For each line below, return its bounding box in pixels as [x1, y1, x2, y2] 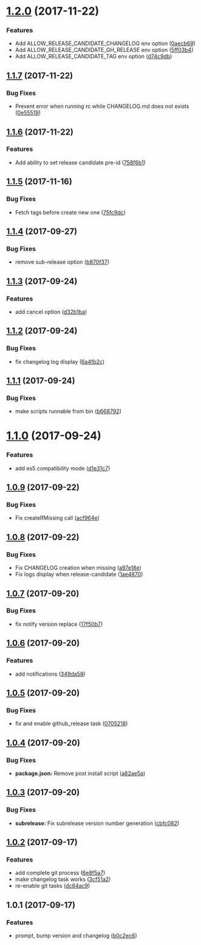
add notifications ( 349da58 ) [15, 670, 86, 678]
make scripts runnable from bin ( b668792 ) [15, 408, 121, 415]
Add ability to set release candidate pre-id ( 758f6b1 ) [15, 158, 146, 166]
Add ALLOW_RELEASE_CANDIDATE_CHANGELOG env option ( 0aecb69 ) [15, 40, 196, 47]
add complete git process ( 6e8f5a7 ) [15, 869, 106, 877]
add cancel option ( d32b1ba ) [15, 308, 87, 315]
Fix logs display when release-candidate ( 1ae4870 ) [15, 571, 143, 578]
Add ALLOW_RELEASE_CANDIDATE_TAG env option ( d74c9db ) [15, 53, 172, 60]
